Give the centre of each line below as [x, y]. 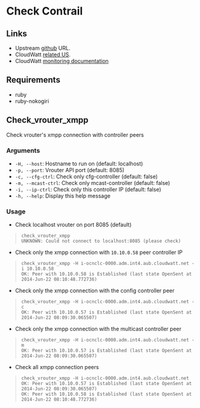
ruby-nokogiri [32, 101]
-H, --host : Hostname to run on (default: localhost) [79, 163]
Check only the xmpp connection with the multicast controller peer [98, 329]
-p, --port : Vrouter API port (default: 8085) [70, 170]
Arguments [23, 150]
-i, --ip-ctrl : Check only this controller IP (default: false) [88, 189]
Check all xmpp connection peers [57, 367]
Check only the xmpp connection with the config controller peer [95, 291]
